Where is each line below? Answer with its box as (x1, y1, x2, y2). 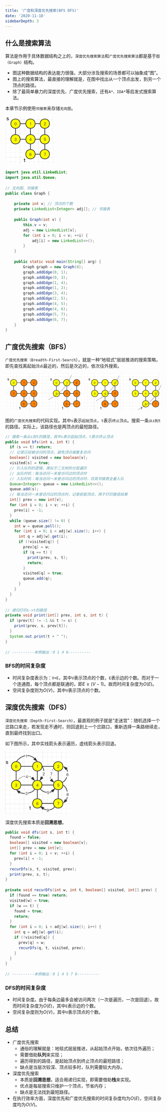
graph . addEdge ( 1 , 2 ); (23, 286, 68, 291)
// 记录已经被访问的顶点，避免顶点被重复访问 (9, 450, 91, 455)
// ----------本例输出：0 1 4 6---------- (5, 649, 91, 655)
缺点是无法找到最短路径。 (19, 1089, 73, 1095)
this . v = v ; (23, 222, 48, 227)
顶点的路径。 (12, 82, 39, 88)
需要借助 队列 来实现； (19, 1052, 64, 1058)
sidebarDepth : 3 (5, 18, 39, 23)
